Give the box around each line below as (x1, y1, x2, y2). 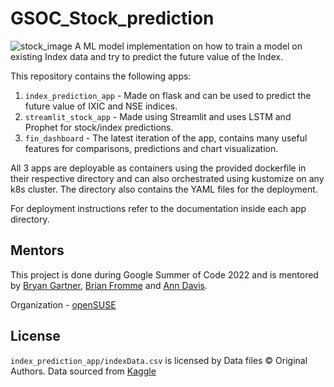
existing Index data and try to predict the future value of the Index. (10, 50, 283, 62)
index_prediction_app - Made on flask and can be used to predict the (24, 89, 312, 101)
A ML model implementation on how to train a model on (74, 40, 303, 52)
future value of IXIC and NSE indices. (24, 100, 178, 112)
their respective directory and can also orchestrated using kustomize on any (10, 172, 325, 184)
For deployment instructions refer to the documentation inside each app (10, 202, 307, 214)
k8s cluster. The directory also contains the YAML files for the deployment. (10, 183, 318, 195)
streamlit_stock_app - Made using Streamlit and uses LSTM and (24, 110, 292, 122)
